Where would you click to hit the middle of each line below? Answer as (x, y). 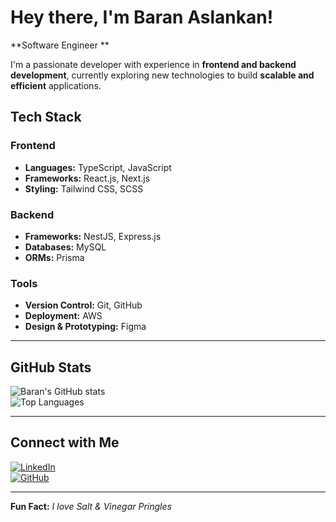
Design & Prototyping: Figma (85, 327)
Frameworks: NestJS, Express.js (93, 236)
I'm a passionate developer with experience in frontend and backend (153, 64)
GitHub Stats (51, 367)
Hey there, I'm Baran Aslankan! (142, 17)
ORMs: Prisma (54, 257)
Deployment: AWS (63, 316)
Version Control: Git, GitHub (83, 305)
